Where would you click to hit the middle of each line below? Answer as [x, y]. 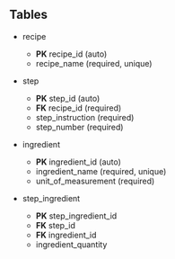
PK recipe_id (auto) [71, 54]
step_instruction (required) [85, 117]
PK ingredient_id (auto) [78, 162]
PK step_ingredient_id [76, 216]
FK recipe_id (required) [79, 108]
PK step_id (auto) [68, 98]
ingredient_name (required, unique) [101, 171]
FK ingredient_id [66, 235]
